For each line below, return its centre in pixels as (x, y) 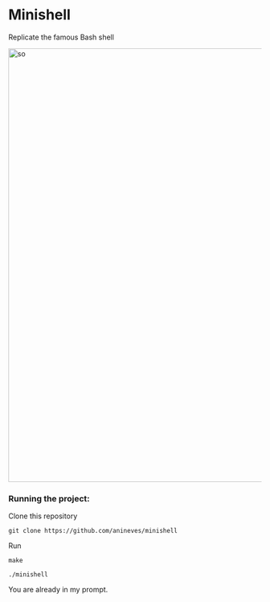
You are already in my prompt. (58, 590)
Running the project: (49, 498)
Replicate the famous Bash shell (61, 37)
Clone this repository (43, 516)
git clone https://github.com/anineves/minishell (93, 531)
